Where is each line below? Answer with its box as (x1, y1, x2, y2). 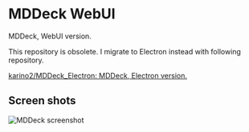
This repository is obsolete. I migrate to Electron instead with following (8, 46, 241, 56)
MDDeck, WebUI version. (8, 31, 92, 41)
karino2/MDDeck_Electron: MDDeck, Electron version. (8, 70, 187, 80)
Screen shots (8, 94, 76, 108)
